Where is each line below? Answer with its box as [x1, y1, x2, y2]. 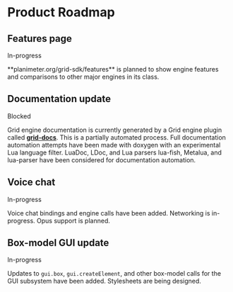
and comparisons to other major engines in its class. [7, 72, 160, 81]
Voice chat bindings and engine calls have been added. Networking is [7, 208, 210, 217]
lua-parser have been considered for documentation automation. [7, 155, 196, 164]
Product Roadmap [7, 4, 115, 21]
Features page [7, 33, 73, 45]
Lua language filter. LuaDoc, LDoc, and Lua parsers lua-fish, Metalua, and [7, 148, 222, 157]
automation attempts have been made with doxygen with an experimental [7, 140, 221, 149]
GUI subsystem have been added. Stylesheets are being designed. [7, 277, 201, 286]
